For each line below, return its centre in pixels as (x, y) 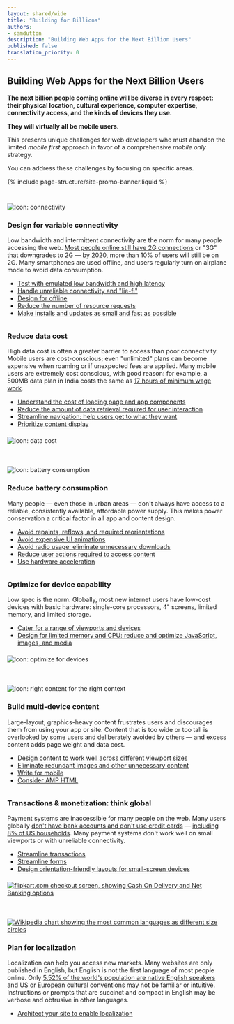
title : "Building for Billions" (54, 20)
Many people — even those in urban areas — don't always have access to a (116, 503)
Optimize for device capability (59, 584)
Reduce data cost (38, 336)
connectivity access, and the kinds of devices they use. (90, 112)
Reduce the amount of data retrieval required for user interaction (110, 409)
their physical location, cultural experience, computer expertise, (102, 105)
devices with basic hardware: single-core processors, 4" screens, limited (112, 607)
